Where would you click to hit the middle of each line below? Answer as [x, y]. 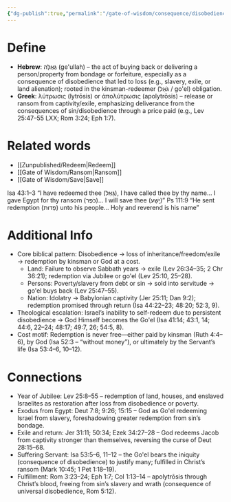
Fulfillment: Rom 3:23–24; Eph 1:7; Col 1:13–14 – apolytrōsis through [112, 477]
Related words [49, 146]
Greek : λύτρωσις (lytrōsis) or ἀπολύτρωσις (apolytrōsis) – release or [115, 96]
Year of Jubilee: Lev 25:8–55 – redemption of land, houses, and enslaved [120, 396]
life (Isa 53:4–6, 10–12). [49, 349]
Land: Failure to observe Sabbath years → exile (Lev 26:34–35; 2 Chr [125, 269]
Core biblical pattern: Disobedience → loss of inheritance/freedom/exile [119, 254]
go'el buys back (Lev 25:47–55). [73, 291]
